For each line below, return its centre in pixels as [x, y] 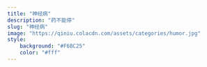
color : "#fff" [40, 53]
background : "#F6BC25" [53, 46]
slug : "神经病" [28, 27]
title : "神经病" [29, 14]
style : [17, 40]
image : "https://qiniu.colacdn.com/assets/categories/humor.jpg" [104, 33]
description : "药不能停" [41, 20]
